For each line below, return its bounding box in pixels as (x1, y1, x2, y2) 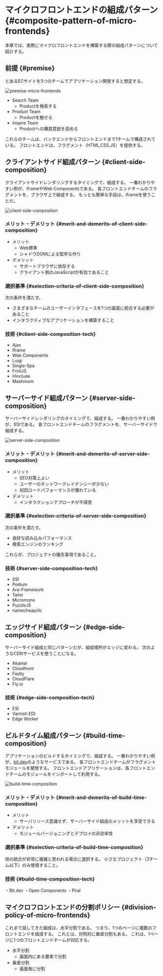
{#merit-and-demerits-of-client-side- (55, 220, 148, 227)
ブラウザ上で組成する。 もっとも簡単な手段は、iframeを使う (30, 192, 152, 197)
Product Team (12, 108, 40, 114)
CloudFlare (12, 675, 35, 682)
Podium (12, 582, 28, 587)
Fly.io (12, 681, 23, 687)
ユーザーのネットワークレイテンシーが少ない (19, 481, 109, 487)
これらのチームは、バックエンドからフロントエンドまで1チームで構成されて (5, 136, 156, 142)
